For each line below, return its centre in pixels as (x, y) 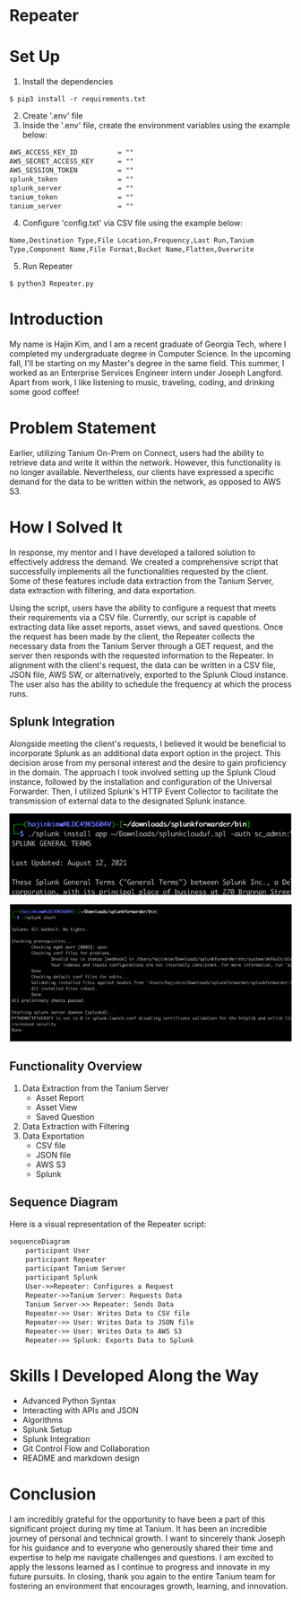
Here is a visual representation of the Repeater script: (108, 1224)
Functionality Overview (76, 1066)
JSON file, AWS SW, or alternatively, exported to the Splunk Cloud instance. (149, 674)
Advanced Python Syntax (69, 1401)
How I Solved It (66, 527)
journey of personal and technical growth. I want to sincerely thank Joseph (147, 1538)
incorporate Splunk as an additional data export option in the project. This (145, 753)
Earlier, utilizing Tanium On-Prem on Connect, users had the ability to (137, 453)
